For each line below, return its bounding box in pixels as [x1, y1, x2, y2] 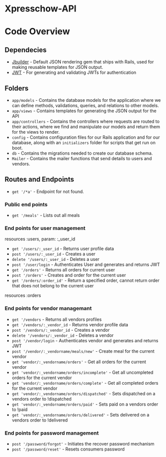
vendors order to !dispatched [11, 396, 72, 402]
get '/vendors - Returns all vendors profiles [11, 316, 102, 322]
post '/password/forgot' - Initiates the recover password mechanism [11, 441, 155, 447]
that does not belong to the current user [11, 283, 94, 289]
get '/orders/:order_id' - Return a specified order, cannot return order [11, 277, 160, 283]
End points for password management [4, 430, 99, 437]
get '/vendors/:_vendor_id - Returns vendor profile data [11, 321, 129, 327]
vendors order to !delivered [11, 417, 68, 423]
